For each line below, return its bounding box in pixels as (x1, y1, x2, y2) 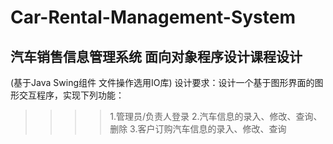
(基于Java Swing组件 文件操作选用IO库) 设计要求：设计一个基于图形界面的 (10, 77, 315, 88)
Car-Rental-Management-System (10, 6, 296, 29)
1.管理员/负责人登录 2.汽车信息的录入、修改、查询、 (109, 111, 323, 122)
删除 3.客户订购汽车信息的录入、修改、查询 (109, 123, 287, 135)
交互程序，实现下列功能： (18, 89, 125, 101)
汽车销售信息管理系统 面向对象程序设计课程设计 (10, 48, 303, 65)
